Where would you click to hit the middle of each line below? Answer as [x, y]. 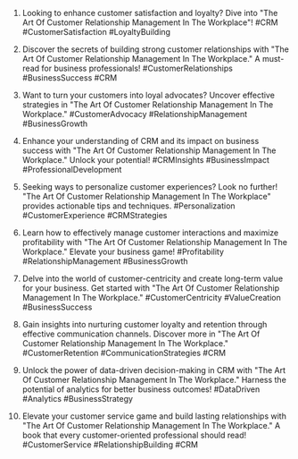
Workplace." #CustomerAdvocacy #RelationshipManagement [135, 114]
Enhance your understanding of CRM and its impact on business [141, 141]
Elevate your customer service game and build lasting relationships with [154, 416]
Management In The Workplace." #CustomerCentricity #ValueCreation [151, 297]
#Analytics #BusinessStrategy [78, 399]
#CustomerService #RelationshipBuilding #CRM [110, 445]
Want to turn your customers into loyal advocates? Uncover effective [148, 95]
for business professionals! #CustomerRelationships [137, 68]
